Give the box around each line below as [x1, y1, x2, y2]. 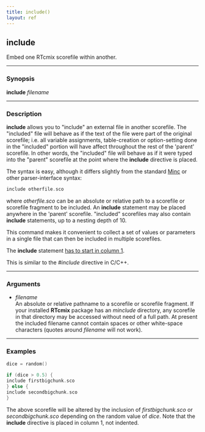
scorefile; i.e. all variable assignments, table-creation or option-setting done [6, 136, 197, 144]
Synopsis [6, 75, 35, 83]
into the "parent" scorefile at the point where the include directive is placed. [6, 155, 198, 163]
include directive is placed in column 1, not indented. [6, 419, 139, 426]
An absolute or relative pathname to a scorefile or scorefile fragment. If [15, 300, 194, 308]
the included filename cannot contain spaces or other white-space [15, 319, 183, 327]
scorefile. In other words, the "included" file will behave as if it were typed [6, 149, 192, 157]
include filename [6, 88, 49, 95]
